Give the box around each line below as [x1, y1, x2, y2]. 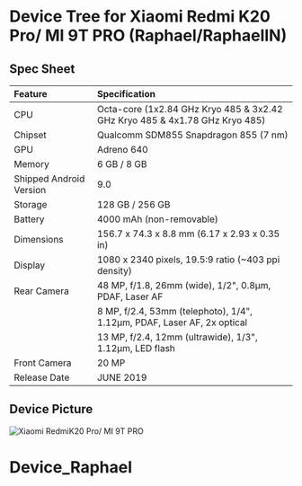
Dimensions [13, 234, 65, 245]
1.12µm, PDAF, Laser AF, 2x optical [97, 316, 248, 329]
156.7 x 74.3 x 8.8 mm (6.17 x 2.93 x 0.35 [97, 227, 280, 240]
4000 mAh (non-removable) [97, 213, 218, 225]
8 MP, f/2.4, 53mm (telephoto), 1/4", [97, 305, 253, 317]
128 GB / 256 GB [97, 199, 171, 210]
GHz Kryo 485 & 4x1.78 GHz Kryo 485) [97, 114, 266, 127]
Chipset [13, 128, 47, 141]
